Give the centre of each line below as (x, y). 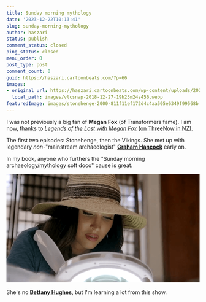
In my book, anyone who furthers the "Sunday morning (76, 158)
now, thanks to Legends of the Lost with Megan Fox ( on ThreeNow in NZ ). (100, 128)
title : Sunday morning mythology (49, 13)
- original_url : (27, 91)
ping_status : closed (33, 52)
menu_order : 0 (25, 58)
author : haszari (27, 33)
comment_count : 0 (29, 71)
